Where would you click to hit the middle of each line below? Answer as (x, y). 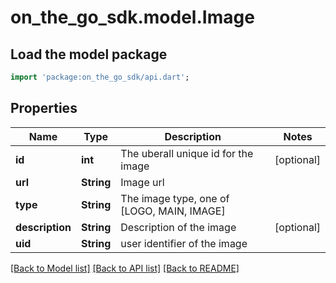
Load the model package (89, 54)
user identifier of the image (184, 243)
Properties (44, 108)
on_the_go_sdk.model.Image (132, 17)
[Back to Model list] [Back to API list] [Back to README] (125, 268)
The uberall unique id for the (187, 153)
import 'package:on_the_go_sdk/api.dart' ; (100, 77)
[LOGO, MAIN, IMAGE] (173, 211)
